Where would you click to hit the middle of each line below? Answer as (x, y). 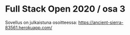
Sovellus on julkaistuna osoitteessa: (41, 22)
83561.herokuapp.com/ (29, 27)
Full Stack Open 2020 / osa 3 (65, 9)
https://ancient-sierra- (101, 22)
